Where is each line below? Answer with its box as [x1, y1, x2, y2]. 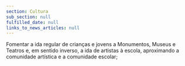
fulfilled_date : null [6, 19, 59, 25]
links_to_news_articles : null [6, 25, 80, 31]
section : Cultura [6, 8, 49, 15]
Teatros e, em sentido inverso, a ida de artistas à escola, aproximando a [6, 47, 180, 54]
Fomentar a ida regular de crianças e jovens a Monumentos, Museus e [6, 41, 176, 48]
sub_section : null [6, 14, 51, 20]
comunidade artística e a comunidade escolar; [6, 53, 118, 60]
